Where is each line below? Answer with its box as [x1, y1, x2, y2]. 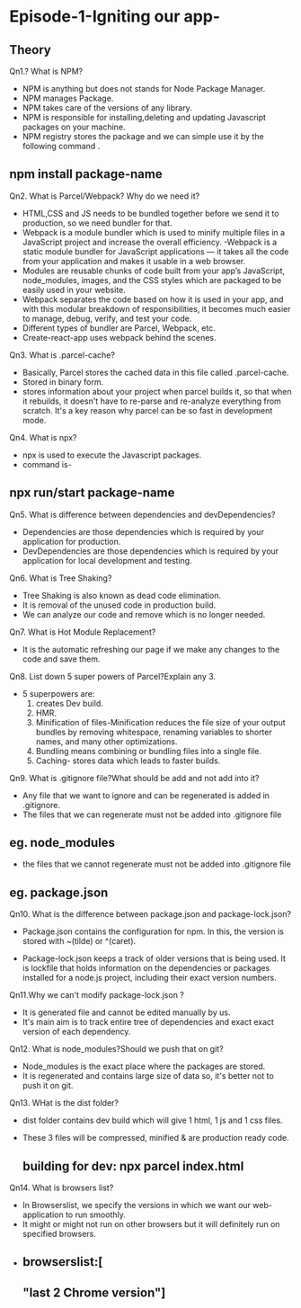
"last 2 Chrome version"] [22, 1285, 166, 1300]
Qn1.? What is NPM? [9, 66, 84, 76]
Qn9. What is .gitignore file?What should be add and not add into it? [9, 772, 260, 783]
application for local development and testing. [22, 555, 192, 565]
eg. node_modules [9, 835, 115, 850]
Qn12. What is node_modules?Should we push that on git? [9, 1044, 224, 1054]
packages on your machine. [22, 121, 126, 132]
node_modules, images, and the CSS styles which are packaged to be [22, 274, 282, 285]
